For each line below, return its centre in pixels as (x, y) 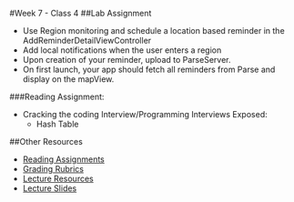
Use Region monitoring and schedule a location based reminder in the (153, 30)
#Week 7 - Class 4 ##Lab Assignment (81, 13)
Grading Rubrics (53, 169)
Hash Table (57, 124)
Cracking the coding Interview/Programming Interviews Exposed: (145, 114)
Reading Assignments (63, 159)
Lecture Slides (50, 188)
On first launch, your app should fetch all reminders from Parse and (149, 69)
